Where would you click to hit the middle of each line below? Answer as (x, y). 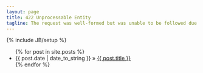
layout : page (23, 12)
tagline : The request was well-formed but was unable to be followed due (102, 23)
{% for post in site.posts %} (50, 52)
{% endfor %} (33, 65)
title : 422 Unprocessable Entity (49, 17)
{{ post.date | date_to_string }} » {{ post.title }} (73, 59)
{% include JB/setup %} (36, 40)
